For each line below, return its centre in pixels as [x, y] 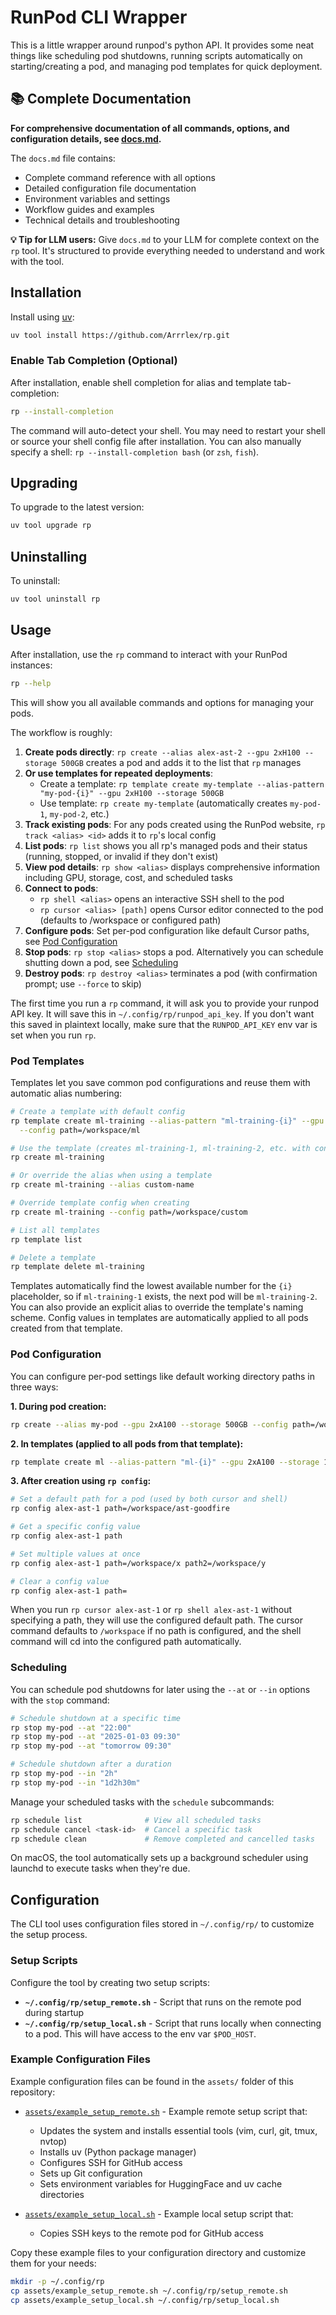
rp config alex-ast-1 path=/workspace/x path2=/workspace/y [138, 1563]
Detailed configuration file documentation [110, 188]
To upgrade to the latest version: [77, 507]
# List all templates [55, 1230]
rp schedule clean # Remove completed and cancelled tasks [162, 1839]
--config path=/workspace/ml [80, 1130]
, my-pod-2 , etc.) [77, 813]
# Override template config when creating [100, 1203]
